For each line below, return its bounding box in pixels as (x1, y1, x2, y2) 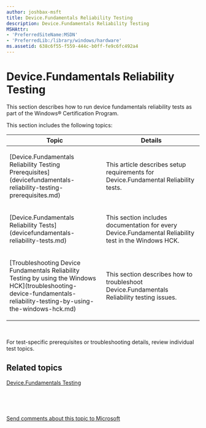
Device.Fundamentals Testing (6, 379, 82, 386)
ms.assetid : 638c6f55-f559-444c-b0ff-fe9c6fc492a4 (6, 44, 139, 50)
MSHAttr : (6, 26, 29, 33)
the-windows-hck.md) (9, 305, 77, 313)
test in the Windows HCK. (106, 236, 180, 244)
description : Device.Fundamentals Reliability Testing (6, 20, 150, 26)
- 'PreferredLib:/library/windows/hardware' (6, 37, 122, 44)
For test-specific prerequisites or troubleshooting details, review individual (6, 338, 194, 346)
